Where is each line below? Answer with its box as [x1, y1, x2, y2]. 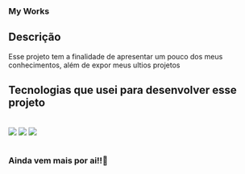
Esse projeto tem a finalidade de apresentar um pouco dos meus [8, 51, 223, 61]
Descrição [8, 30, 61, 44]
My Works [8, 6, 50, 17]
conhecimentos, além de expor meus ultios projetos [8, 60, 181, 70]
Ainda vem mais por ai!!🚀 [8, 155, 109, 166]
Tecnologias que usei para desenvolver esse [8, 83, 238, 97]
